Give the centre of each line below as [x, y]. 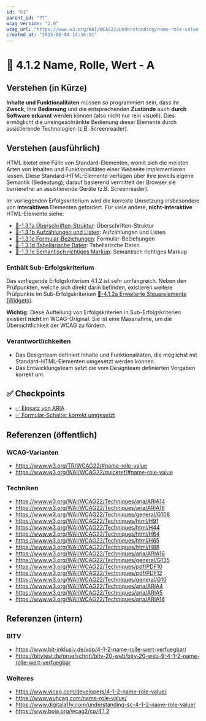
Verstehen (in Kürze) [47, 87]
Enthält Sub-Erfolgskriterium [50, 268]
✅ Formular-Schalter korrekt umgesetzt [65, 415]
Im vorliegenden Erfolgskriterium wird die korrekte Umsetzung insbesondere [103, 201]
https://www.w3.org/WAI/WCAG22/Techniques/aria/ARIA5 [89, 593]
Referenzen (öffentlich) [52, 435]
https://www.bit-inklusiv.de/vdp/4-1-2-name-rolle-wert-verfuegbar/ [101, 650]
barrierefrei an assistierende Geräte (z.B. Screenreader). [78, 188]
